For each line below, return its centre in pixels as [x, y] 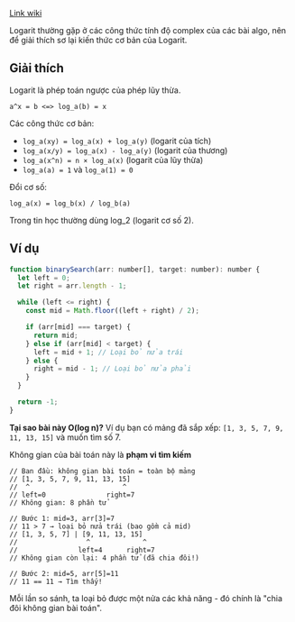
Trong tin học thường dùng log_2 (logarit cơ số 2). [101, 220]
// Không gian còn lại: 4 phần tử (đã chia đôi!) [105, 558]
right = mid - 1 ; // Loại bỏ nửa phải [112, 369]
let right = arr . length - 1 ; [72, 286]
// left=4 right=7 [82, 550]
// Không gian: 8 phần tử [58, 503]
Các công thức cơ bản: [52, 123]
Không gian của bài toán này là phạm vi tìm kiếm [101, 454]
